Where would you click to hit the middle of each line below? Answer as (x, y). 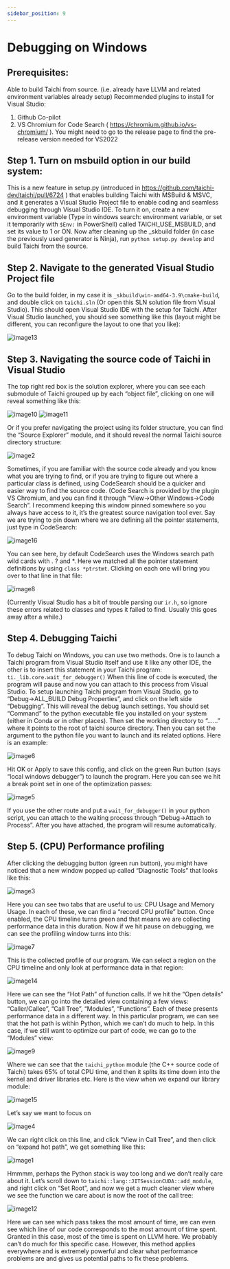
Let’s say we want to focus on (49, 1112)
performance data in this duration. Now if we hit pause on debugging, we (111, 926)
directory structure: (34, 442)
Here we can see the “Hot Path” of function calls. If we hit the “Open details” (115, 994)
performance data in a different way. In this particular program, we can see (113, 1016)
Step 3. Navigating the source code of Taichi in (109, 359)
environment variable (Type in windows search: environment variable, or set (115, 217)
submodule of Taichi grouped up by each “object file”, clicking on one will (111, 394)
